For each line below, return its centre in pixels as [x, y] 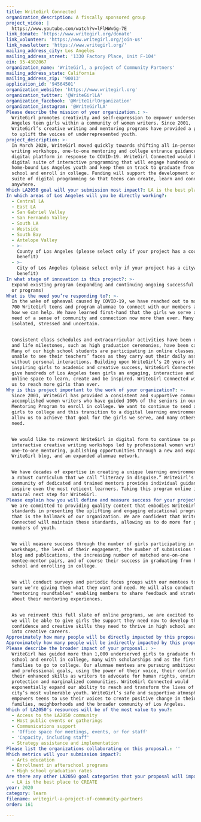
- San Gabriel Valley [39, 212]
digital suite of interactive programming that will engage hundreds [100, 162]
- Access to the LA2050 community [54, 715]
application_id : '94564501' [41, 84]
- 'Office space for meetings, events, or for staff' [80, 732]
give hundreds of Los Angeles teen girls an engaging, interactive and [103, 373]
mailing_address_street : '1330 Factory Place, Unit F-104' [81, 56]
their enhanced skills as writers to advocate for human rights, [95, 676]
